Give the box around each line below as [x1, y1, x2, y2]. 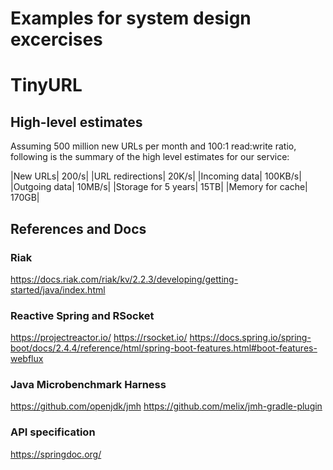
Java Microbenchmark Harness [10, 378, 167, 392]
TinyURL [10, 74, 83, 97]
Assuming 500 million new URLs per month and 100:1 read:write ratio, [10, 140, 297, 152]
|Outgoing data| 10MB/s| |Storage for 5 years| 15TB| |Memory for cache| [10, 181, 308, 193]
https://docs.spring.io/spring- [189, 332, 312, 344]
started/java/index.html [10, 283, 106, 296]
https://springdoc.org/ [10, 448, 102, 460]
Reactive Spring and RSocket [10, 308, 155, 322]
